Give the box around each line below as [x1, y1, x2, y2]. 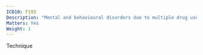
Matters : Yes [6, 20, 39, 26]
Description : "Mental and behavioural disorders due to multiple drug [6, 15, 188, 21]
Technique [6, 42, 33, 50]
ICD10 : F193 [6, 8, 36, 15]
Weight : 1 [6, 25, 31, 32]
